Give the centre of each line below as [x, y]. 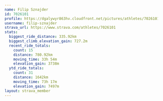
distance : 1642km [31, 77]
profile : [13, 18]
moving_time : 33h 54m [35, 59]
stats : [11, 32]
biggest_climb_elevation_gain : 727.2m [48, 41]
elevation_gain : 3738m [36, 64]
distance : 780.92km [33, 55]
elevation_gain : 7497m [36, 86]
